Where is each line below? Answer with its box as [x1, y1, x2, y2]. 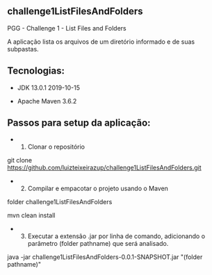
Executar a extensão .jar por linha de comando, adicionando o [27, 232, 206, 240]
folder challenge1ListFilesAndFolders [7, 198, 113, 206]
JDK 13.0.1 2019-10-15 [17, 83, 81, 92]
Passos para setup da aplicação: [7, 117, 151, 129]
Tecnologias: [7, 65, 65, 77]
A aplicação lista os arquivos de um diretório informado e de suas [7, 37, 195, 46]
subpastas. [7, 44, 40, 53]
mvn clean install [7, 211, 56, 219]
